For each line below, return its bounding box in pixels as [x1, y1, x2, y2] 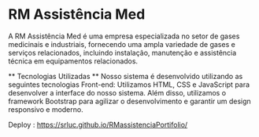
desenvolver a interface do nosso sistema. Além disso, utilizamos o [8, 88, 227, 97]
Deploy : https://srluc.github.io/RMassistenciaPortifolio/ [8, 120, 188, 129]
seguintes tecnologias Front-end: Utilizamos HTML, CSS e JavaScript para [8, 80, 250, 89]
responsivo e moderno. [8, 104, 84, 114]
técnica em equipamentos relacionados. [8, 56, 139, 66]
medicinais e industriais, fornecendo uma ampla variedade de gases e [8, 39, 236, 49]
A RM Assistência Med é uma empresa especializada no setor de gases [8, 31, 240, 41]
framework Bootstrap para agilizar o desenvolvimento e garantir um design [8, 96, 252, 106]
